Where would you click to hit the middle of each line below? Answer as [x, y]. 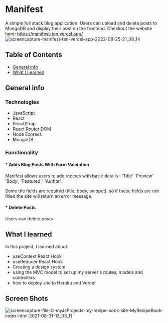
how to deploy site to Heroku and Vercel [54, 283]
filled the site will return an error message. [49, 196]
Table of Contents [34, 55]
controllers [24, 277]
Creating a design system [39, 267]
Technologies [22, 102]
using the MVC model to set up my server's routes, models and [77, 272]
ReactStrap [24, 124]
